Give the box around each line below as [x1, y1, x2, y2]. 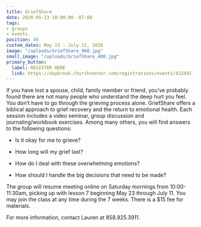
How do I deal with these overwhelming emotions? [14, 160, 140, 167]
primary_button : [6, 59, 47, 65]
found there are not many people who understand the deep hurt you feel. [6, 93, 187, 100]
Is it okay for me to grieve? [14, 136, 81, 144]
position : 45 [6, 37, 39, 43]
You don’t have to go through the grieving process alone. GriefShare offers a [6, 100, 196, 107]
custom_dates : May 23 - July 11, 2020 [6, 43, 103, 49]
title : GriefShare [6, 8, 52, 15]
